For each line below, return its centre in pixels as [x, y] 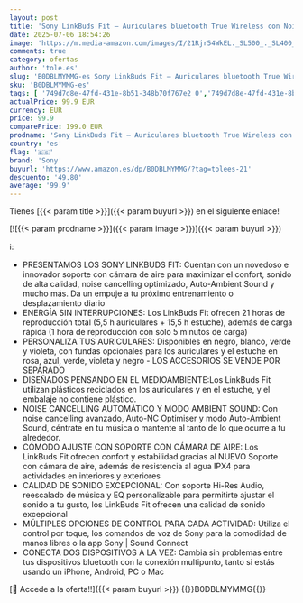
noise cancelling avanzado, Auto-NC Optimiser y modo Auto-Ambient [151, 418]
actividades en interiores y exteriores [91, 476]
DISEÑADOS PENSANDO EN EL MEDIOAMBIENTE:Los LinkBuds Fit [147, 380]
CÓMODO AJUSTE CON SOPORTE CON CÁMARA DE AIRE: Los [140, 447]
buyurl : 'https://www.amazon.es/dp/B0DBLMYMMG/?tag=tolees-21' [131, 169]
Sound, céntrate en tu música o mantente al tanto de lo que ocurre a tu [154, 428]
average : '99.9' [40, 186]
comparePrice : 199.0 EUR [56, 127]
